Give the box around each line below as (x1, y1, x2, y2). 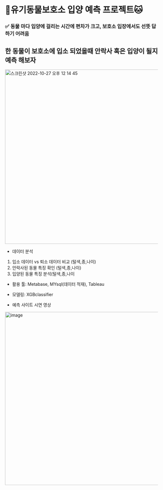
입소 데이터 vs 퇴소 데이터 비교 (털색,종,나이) (12, 259, 96, 264)
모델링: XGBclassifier (12, 291, 53, 297)
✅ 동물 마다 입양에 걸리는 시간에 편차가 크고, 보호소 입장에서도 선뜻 (5, 23, 150, 30)
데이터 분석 (12, 248, 33, 254)
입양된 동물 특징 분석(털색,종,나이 (12, 271, 75, 277)
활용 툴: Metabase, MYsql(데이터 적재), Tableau (12, 281, 105, 287)
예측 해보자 (5, 56, 36, 64)
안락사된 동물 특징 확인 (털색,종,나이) (12, 264, 81, 270)
